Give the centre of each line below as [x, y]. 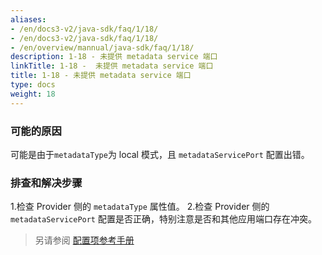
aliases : [28, 19]
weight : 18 [33, 94]
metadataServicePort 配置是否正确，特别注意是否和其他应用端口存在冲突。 [163, 219]
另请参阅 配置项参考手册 [84, 240]
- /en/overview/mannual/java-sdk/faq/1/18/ [102, 47]
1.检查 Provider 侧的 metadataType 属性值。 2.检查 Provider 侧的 [140, 207]
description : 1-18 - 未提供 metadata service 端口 [114, 57]
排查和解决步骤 [46, 183]
